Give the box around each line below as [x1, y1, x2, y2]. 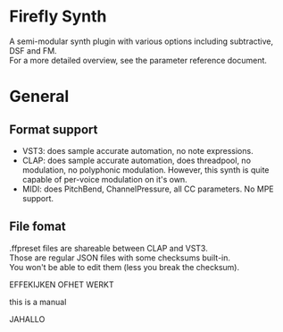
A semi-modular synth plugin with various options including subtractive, [9, 36, 274, 47]
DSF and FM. [9, 45, 57, 55]
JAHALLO [9, 313, 46, 324]
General [9, 87, 70, 106]
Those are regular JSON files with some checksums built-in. [9, 252, 230, 263]
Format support [9, 122, 98, 137]
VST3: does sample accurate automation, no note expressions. [21, 145, 254, 156]
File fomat [9, 219, 67, 234]
